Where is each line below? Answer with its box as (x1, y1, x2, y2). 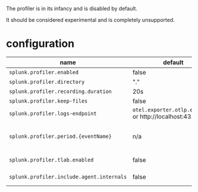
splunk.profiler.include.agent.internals (9, 173, 127, 180)
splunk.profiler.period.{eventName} (9, 133, 112, 140)
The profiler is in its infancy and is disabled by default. (6, 5, 137, 12)
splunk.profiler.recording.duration (9, 88, 112, 95)
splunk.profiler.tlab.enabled (9, 156, 94, 163)
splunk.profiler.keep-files (9, 97, 88, 104)
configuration (6, 37, 75, 51)
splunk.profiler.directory (9, 78, 85, 85)
